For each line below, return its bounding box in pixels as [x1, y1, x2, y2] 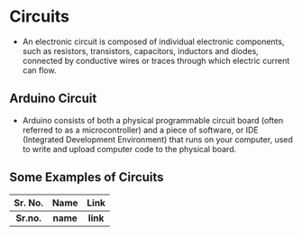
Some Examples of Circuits [9, 169, 164, 186]
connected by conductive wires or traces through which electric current [22, 55, 290, 66]
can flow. [22, 65, 57, 76]
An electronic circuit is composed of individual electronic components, [22, 36, 285, 47]
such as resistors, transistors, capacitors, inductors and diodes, [22, 45, 259, 56]
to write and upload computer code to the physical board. [22, 143, 237, 154]
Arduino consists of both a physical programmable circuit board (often [22, 114, 284, 125]
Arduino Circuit [9, 91, 97, 106]
